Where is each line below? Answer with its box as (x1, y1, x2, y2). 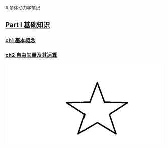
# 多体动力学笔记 (5, 5, 40, 11)
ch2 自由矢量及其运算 (5, 52, 57, 59)
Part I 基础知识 (5, 21, 50, 29)
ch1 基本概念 (5, 37, 36, 44)
